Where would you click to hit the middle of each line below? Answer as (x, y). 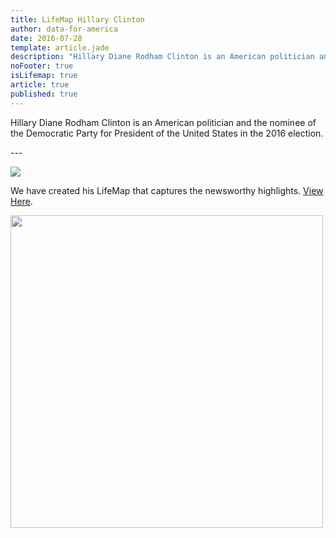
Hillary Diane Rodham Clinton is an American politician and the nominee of (163, 122)
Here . (21, 201)
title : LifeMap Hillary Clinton (77, 19)
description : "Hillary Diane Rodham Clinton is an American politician (162, 57)
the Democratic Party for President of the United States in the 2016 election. (167, 133)
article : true (40, 85)
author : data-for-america (64, 29)
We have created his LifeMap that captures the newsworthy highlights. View (167, 190)
